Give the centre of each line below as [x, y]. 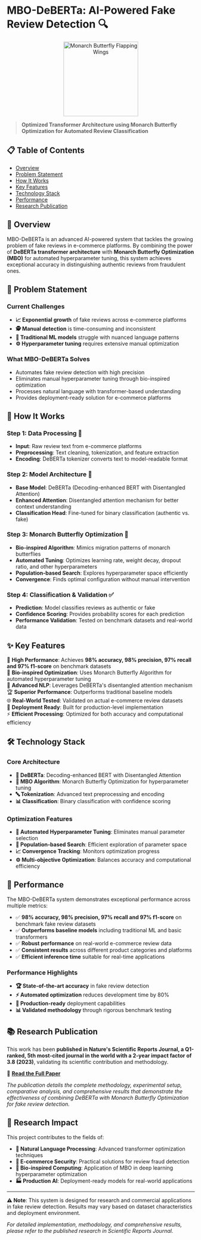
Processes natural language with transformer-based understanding [98, 391]
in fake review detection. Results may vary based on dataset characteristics [100, 1207]
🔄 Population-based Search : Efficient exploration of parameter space [101, 844]
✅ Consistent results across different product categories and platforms [104, 950]
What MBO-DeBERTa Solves [48, 359]
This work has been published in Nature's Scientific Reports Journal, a [95, 1049]
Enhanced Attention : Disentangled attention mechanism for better [97, 500]
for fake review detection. [38, 1104]
